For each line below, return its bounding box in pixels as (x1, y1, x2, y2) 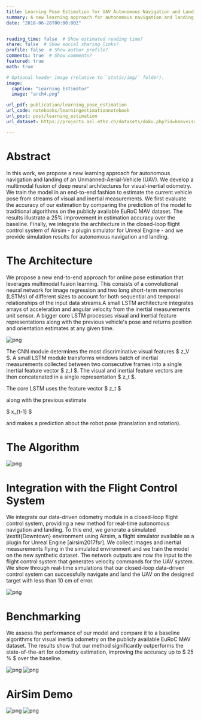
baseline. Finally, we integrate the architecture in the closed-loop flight (6, 220, 181, 227)
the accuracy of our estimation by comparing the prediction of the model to (6, 201, 192, 208)
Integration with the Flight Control (6, 481, 178, 495)
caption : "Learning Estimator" (11, 86, 90, 91)
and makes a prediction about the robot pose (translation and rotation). (6, 419, 181, 426)
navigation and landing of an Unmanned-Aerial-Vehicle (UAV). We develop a (6, 176, 194, 183)
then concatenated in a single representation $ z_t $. (6, 373, 136, 380)
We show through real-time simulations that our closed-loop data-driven (6, 565, 185, 572)
